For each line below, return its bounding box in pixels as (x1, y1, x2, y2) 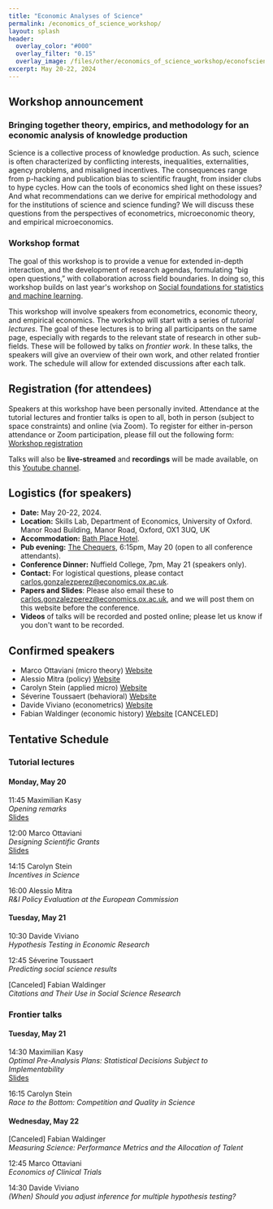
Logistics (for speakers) (8, 486, 132, 500)
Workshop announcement (8, 95, 144, 109)
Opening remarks (8, 804, 67, 813)
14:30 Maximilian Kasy (8, 1047, 84, 1057)
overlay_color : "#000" (15, 42, 93, 50)
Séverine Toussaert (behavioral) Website (19, 691, 157, 701)
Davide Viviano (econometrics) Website (19, 700, 153, 710)
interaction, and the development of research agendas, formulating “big (8, 265, 249, 274)
